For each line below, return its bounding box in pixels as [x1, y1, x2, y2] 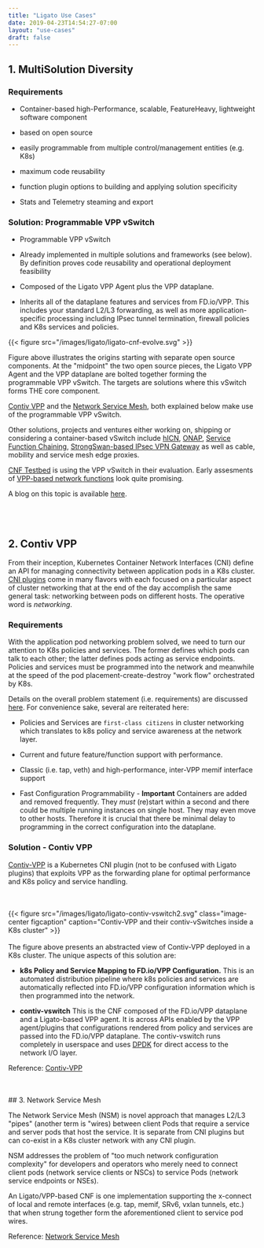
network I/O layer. [19, 1048, 78, 1057]
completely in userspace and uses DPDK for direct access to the [19, 1039, 229, 1049]
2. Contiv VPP [8, 537, 77, 550]
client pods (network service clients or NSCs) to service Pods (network [8, 1167, 239, 1177]
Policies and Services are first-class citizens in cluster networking [19, 718, 244, 728]
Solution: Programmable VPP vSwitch [8, 217, 156, 228]
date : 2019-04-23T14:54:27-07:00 [8, 19, 118, 27]
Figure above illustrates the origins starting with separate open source [8, 353, 236, 362]
